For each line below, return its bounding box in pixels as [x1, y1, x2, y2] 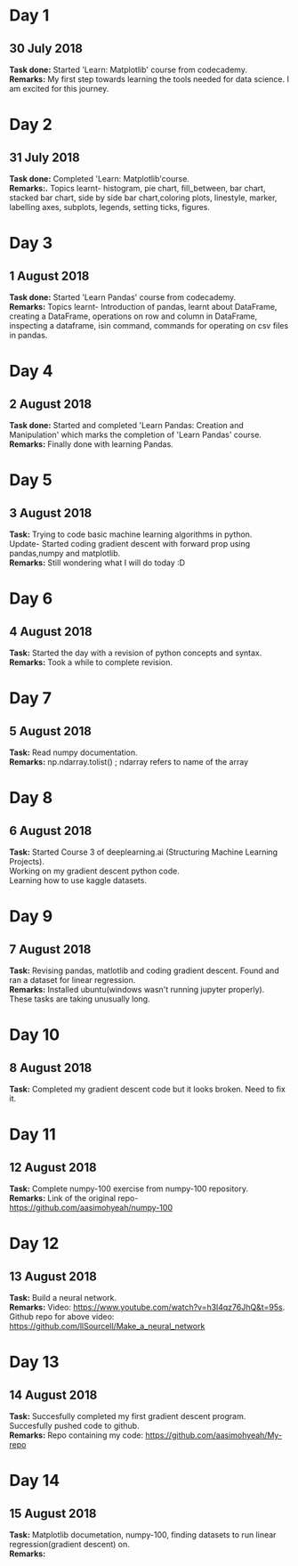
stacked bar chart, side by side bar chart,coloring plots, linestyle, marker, [9, 192, 278, 203]
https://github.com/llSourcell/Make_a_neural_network [9, 1321, 205, 1331]
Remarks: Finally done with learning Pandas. [9, 439, 173, 450]
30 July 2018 [9, 41, 83, 56]
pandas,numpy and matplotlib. [9, 548, 121, 558]
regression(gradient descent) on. [9, 1539, 131, 1549]
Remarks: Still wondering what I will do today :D [9, 557, 185, 568]
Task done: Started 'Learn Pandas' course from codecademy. [9, 292, 237, 303]
